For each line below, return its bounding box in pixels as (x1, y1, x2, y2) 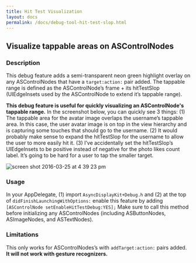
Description (6, 59, 40, 67)
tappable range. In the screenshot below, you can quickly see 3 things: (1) (6, 108, 185, 115)
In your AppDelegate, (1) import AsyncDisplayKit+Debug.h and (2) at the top (6, 191, 187, 198)
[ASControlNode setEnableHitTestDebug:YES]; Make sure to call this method (6, 203, 189, 211)
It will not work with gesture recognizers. (6, 250, 108, 257)
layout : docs (6, 14, 38, 20)
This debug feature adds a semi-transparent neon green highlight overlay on (6, 72, 191, 79)
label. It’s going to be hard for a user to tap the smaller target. (6, 152, 154, 159)
